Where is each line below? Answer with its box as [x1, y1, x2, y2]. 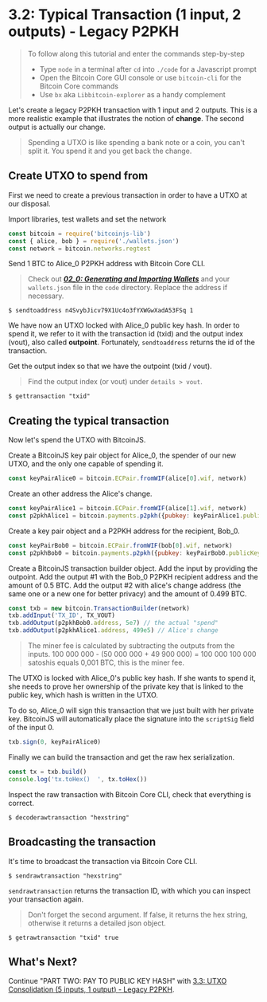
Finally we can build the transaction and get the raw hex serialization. [8, 752, 235, 762]
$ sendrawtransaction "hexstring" [8, 871, 123, 880]
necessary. [27, 291, 64, 301]
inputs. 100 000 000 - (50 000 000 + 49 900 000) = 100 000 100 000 [27, 650, 257, 659]
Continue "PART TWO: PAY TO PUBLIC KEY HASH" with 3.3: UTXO [8, 976, 227, 986]
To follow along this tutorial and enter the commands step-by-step [27, 49, 245, 58]
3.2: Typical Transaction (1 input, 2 [8, 6, 242, 24]
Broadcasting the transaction [8, 835, 157, 849]
